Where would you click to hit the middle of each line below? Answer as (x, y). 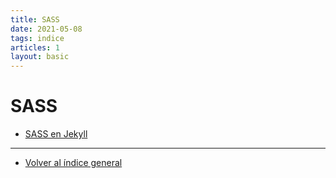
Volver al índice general (73, 163)
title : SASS (35, 19)
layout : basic (40, 57)
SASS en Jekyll (56, 134)
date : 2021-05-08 (46, 29)
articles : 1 (35, 47)
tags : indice (37, 38)
